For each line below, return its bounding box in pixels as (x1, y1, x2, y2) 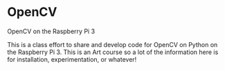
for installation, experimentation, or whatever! (7, 55, 137, 63)
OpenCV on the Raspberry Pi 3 (7, 27, 96, 35)
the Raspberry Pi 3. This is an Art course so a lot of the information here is (7, 48, 219, 56)
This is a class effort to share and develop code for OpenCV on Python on (7, 40, 218, 49)
